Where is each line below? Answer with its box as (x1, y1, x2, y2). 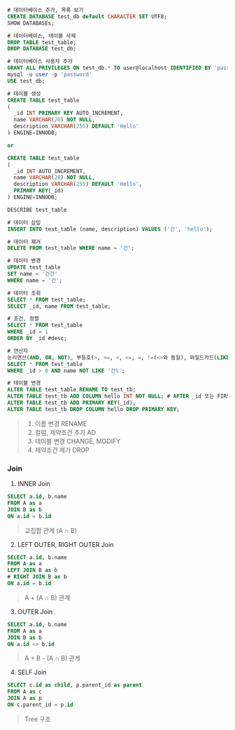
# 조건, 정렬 (7, 316, 40, 323)
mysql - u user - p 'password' (7, 71, 92, 78)
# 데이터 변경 (7, 257, 41, 264)
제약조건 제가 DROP (34, 445, 90, 454)
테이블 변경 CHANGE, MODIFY (34, 437, 121, 445)
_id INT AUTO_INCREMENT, (13, 168, 86, 175)
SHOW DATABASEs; (7, 20, 55, 27)
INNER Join (17, 480, 51, 488)
